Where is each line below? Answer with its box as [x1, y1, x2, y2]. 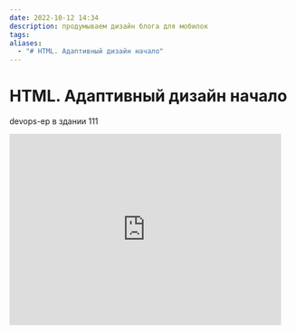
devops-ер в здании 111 [9, 116, 99, 127]
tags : [9, 30, 30, 39]
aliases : [9, 38, 43, 48]
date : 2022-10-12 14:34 [9, 13, 100, 23]
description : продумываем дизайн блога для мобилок [9, 22, 208, 31]
